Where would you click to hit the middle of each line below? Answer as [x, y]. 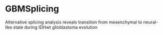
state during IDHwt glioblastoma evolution [55, 27]
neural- [151, 22]
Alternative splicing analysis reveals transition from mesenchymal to [74, 22]
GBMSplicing [32, 9]
